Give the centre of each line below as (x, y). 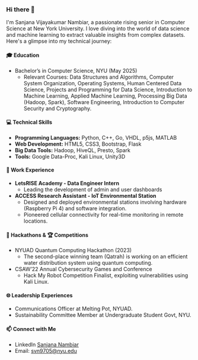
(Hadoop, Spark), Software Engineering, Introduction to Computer (104, 102)
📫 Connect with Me (31, 329)
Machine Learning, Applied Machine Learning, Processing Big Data (106, 96)
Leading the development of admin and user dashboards (93, 189)
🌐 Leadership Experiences (39, 295)
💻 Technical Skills (29, 122)
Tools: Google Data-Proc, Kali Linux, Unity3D (70, 156)
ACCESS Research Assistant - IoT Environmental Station (85, 195)
